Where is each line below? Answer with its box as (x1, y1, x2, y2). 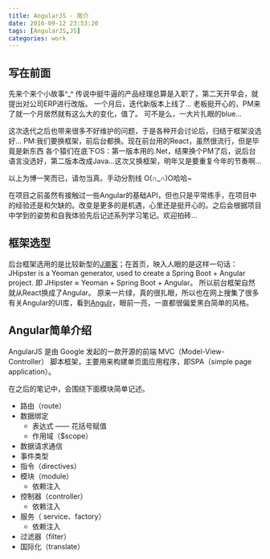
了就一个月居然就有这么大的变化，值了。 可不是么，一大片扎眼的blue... (8, 109, 243, 119)
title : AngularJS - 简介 (8, 11, 89, 20)
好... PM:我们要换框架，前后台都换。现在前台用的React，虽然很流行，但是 (8, 136, 253, 146)
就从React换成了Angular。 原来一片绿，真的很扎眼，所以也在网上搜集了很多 (8, 287, 260, 298)
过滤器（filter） (19, 532, 71, 541)
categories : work (8, 34, 67, 43)
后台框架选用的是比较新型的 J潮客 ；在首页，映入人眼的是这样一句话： (8, 259, 238, 269)
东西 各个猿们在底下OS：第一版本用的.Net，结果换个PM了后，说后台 (29, 146, 256, 156)
